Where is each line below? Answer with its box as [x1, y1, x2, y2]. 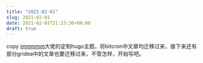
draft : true [6, 25, 36, 32]
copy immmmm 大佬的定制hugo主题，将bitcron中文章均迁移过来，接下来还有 [6, 43, 197, 50]
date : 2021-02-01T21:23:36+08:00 [6, 20, 91, 26]
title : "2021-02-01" [6, 8, 59, 15]
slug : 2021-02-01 [6, 14, 50, 20]
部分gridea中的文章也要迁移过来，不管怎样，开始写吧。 [6, 50, 145, 58]
